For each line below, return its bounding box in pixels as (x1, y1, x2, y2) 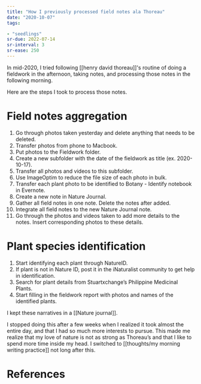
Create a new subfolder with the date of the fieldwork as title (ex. (15, 154, 176, 162)
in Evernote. (15, 187, 45, 194)
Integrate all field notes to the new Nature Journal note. (15, 205, 152, 213)
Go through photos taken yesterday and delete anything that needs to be (15, 129, 195, 136)
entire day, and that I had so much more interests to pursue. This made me (7, 327, 191, 334)
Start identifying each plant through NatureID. (15, 259, 128, 266)
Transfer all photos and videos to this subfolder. (15, 167, 133, 175)
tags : (7, 20, 20, 26)
